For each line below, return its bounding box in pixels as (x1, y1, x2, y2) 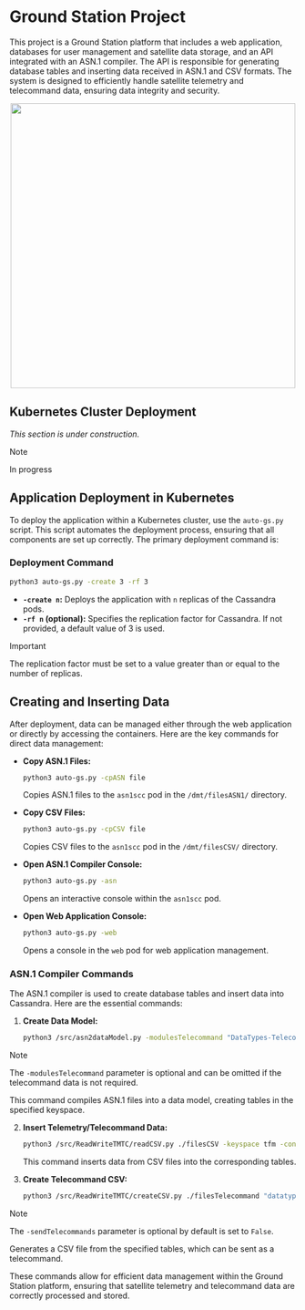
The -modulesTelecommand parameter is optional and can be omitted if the (9, 1068, 282, 1078)
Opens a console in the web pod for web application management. (22, 945, 269, 956)
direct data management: (9, 738, 104, 748)
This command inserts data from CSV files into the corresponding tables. (22, 1156, 297, 1168)
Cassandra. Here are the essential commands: (9, 998, 183, 1009)
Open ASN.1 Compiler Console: (22, 859, 143, 870)
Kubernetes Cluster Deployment (9, 404, 198, 420)
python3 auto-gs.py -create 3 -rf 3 (9, 577, 148, 586)
